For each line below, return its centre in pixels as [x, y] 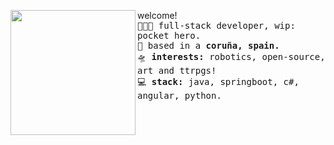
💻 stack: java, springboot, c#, [218, 81]
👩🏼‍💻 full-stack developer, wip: [216, 25]
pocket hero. [169, 35]
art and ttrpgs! [177, 70]
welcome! [157, 15]
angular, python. [179, 95]
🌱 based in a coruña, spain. [208, 45]
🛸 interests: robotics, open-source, [231, 56]
